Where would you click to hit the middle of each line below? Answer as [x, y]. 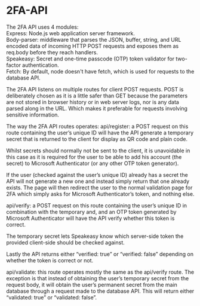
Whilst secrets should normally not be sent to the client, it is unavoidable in [98, 151]
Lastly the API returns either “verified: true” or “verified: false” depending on [100, 254]
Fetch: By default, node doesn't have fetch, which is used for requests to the [100, 71]
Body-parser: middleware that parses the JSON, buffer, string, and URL [94, 39]
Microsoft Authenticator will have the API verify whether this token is [90, 218]
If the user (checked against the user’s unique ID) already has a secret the [97, 175]
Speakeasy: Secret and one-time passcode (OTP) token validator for [90, 59]
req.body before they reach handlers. [52, 52]
